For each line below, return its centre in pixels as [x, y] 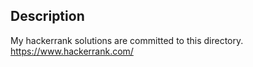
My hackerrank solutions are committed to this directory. [127, 40]
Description [47, 16]
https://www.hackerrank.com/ [72, 51]
